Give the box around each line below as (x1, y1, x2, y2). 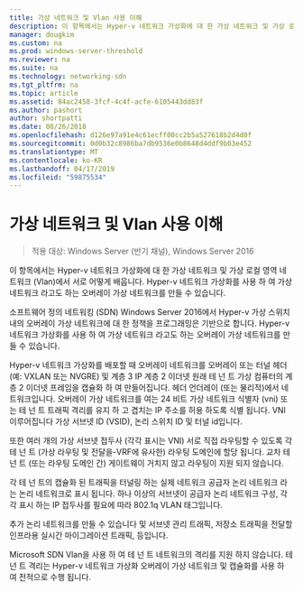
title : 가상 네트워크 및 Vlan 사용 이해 (9, 13, 142, 23)
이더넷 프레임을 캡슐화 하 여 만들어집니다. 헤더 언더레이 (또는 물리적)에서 (25, 383, 280, 393)
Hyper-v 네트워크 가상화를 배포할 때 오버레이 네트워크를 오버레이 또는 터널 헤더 (9, 360, 288, 371)
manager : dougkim (9, 30, 75, 39)
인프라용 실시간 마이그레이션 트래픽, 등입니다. (9, 530, 169, 541)
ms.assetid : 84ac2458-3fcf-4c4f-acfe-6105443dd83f (9, 97, 204, 106)
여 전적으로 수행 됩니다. (9, 572, 92, 583)
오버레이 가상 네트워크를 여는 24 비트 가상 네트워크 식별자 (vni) (57, 393, 279, 404)
